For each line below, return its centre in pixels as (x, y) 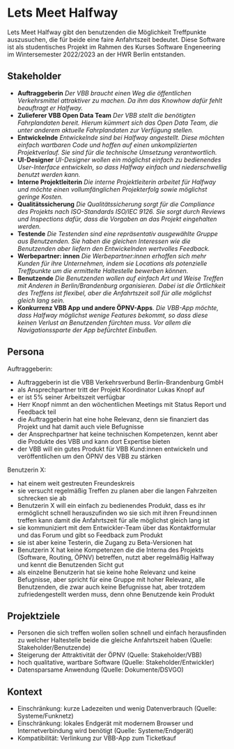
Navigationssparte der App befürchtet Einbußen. (87, 330)
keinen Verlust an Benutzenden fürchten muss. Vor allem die (104, 323)
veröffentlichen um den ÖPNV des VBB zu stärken (89, 456)
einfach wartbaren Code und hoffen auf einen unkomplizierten (107, 145)
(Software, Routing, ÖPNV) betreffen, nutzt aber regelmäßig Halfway (116, 557)
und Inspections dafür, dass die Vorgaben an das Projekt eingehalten (117, 219)
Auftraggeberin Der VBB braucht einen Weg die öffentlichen (104, 93)
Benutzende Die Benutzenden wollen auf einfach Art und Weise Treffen (120, 278)
